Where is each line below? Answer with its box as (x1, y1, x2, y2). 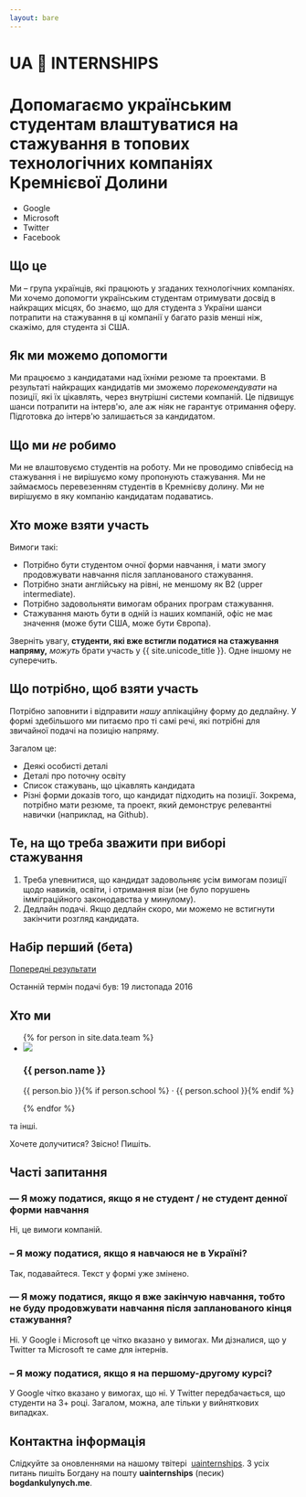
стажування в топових (9, 134, 190, 154)
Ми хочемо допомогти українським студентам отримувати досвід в (9, 292, 276, 303)
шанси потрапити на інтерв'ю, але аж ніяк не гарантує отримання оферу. (9, 401, 297, 412)
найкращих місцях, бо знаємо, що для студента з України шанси (9, 302, 262, 313)
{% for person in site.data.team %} (22, 1032, 154, 1043)
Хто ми (9, 1008, 52, 1023)
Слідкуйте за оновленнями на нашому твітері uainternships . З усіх (9, 1458, 269, 1469)
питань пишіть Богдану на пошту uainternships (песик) (9, 1467, 225, 1478)
